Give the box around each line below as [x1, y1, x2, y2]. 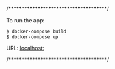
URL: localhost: [6, 45, 44, 51]
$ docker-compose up [6, 34, 59, 40]
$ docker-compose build [6, 28, 67, 34]
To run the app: [6, 17, 45, 24]
